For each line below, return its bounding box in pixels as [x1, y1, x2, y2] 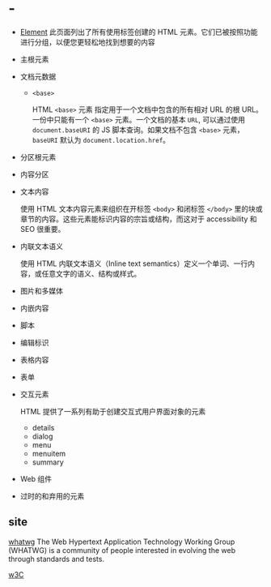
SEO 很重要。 [19, 224, 66, 234]
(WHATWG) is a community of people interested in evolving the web [8, 545, 236, 555]
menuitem [32, 448, 66, 458]
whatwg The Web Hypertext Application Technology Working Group [8, 537, 235, 546]
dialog [32, 431, 53, 441]
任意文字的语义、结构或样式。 [41, 268, 142, 278]
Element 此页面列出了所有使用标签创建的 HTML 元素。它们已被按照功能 [19, 27, 258, 36]
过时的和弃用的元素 [19, 491, 85, 501]
